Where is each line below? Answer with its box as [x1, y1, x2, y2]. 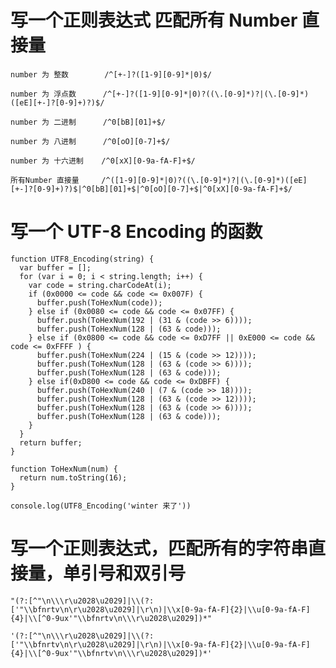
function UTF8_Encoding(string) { [10, 254, 155, 264]
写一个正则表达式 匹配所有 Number [10, 9, 298, 32]
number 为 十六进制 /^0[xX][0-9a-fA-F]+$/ [10, 156, 196, 166]
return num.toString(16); [19, 472, 128, 483]
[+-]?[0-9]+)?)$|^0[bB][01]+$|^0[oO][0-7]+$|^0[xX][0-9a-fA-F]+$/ [10, 184, 293, 194]
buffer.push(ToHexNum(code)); [36, 297, 163, 308]
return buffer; [19, 437, 83, 448]
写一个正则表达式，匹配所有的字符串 [10, 537, 309, 560]
